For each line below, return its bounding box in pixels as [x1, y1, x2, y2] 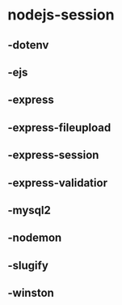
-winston [7, 286, 54, 300]
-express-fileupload [7, 120, 111, 135]
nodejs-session [7, 6, 115, 24]
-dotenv [7, 38, 49, 52]
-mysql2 [7, 203, 52, 217]
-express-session [7, 148, 99, 162]
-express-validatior [7, 176, 108, 190]
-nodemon [7, 231, 62, 245]
